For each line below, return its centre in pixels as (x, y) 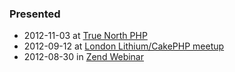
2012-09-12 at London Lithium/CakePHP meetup (124, 46)
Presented (35, 14)
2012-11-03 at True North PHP (85, 36)
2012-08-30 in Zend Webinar (84, 57)
